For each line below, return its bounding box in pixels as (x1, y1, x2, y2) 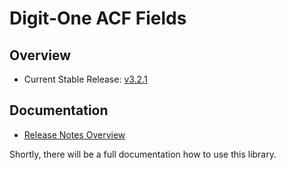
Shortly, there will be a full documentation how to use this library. (9, 148, 277, 160)
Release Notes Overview (23, 128, 126, 141)
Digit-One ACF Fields (9, 7, 187, 30)
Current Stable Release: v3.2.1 (23, 73, 148, 85)
